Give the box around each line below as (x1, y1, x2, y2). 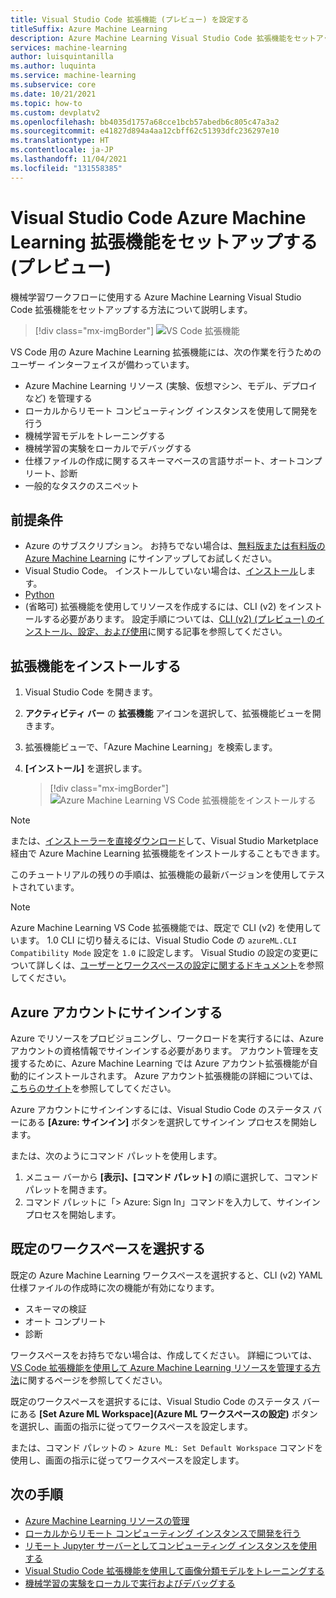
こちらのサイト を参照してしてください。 (10, 1082, 177, 1094)
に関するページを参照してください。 (19, 1374, 168, 1386)
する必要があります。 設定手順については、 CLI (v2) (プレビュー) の (42, 613, 317, 625)
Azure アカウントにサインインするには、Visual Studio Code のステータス (10, 1104, 312, 1115)
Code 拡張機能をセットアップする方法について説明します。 (10, 303, 253, 315)
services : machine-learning (10, 42, 128, 53)
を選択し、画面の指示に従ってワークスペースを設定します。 (10, 1420, 253, 1432)
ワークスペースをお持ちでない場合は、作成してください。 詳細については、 (10, 1349, 318, 1361)
